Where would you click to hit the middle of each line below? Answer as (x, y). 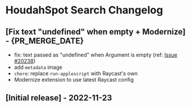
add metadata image (38, 67)
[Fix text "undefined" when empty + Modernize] (95, 32)
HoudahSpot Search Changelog (84, 10)
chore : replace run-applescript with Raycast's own (76, 73)
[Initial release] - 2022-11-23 (59, 98)
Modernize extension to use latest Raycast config (74, 80)
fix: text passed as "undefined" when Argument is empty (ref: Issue (95, 55)
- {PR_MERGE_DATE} (45, 41)
